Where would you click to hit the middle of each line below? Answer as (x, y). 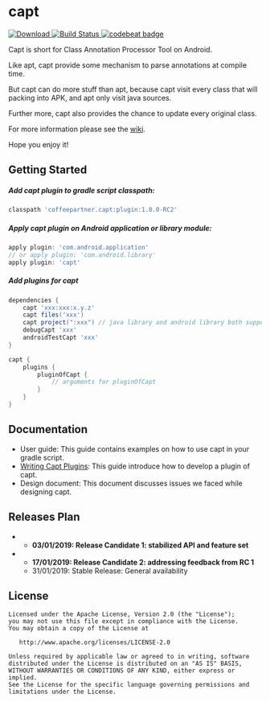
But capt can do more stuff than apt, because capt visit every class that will (133, 89)
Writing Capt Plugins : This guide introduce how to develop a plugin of (135, 466)
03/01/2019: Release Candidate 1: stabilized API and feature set (140, 545)
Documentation (48, 429)
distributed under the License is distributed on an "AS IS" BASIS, (125, 664)
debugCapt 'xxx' (50, 330)
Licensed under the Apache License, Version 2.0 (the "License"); (122, 614)
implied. (23, 678)
